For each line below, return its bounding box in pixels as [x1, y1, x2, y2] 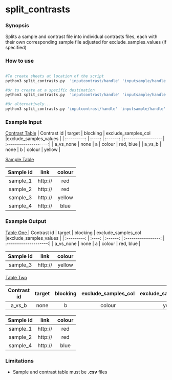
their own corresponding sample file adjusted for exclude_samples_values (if [5, 39, 167, 45]
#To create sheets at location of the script [5, 73, 104, 79]
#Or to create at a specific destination [5, 87, 95, 93]
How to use [5, 58, 34, 65]
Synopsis [5, 22, 29, 29]
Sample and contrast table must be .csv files [12, 369, 107, 375]
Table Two [5, 274, 27, 280]
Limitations [5, 357, 34, 364]
